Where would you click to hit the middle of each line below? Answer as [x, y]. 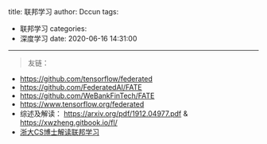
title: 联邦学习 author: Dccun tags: [64, 12]
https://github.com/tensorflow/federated [86, 79]
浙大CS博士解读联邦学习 [60, 132]
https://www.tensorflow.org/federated [82, 104]
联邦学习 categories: [53, 29]
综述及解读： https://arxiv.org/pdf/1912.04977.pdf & [104, 113]
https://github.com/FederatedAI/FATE [81, 87]
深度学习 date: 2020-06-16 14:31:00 [78, 39]
